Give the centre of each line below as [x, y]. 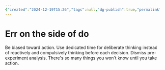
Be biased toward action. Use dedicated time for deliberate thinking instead [82, 47]
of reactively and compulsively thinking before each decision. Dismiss [76, 52]
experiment [17, 58]
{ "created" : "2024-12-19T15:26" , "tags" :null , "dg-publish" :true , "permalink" [83, 10]
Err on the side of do [47, 34]
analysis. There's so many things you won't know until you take [93, 58]
